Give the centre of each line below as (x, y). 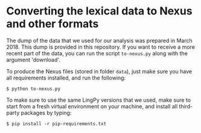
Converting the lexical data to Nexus (99, 11)
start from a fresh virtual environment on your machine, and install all (92, 106)
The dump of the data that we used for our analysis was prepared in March (100, 40)
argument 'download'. (33, 60)
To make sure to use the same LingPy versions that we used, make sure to (99, 100)
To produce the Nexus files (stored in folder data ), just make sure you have (99, 71)
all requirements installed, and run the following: (66, 78)
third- (186, 106)
